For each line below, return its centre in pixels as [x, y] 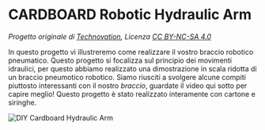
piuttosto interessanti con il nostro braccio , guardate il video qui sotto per [128, 86]
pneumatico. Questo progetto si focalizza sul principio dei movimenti [120, 60]
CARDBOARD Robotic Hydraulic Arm [130, 15]
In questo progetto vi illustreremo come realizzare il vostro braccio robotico [131, 52]
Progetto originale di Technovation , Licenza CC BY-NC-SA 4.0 [110, 36]
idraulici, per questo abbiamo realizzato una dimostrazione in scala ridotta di [132, 68]
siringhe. [23, 102]
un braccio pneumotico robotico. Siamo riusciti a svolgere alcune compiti [127, 77]
